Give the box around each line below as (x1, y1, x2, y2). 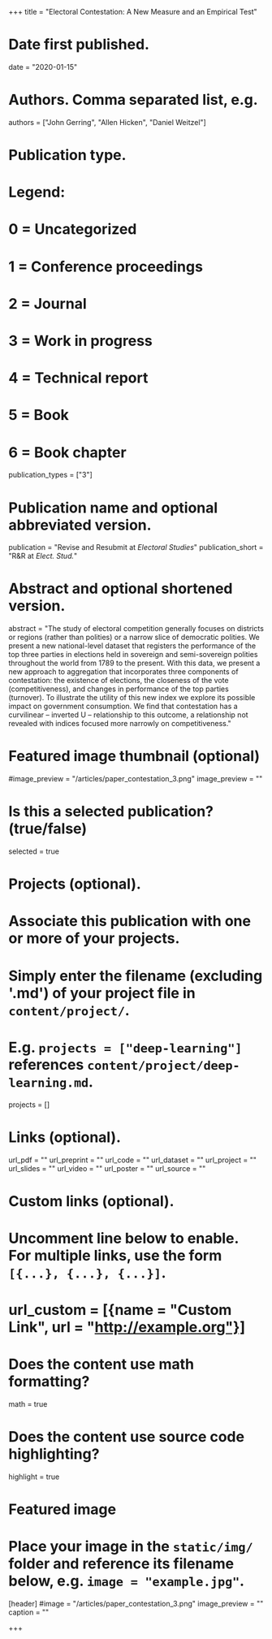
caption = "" (8, 1607, 50, 1617)
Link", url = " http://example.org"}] (8, 1318, 246, 1337)
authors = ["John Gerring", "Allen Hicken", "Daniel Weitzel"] (8, 117, 207, 127)
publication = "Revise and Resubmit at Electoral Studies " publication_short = (8, 543, 264, 552)
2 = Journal (8, 294, 87, 313)
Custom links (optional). (8, 1191, 175, 1210)
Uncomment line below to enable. (8, 1229, 240, 1248)
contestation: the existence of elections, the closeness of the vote (8, 676, 229, 685)
